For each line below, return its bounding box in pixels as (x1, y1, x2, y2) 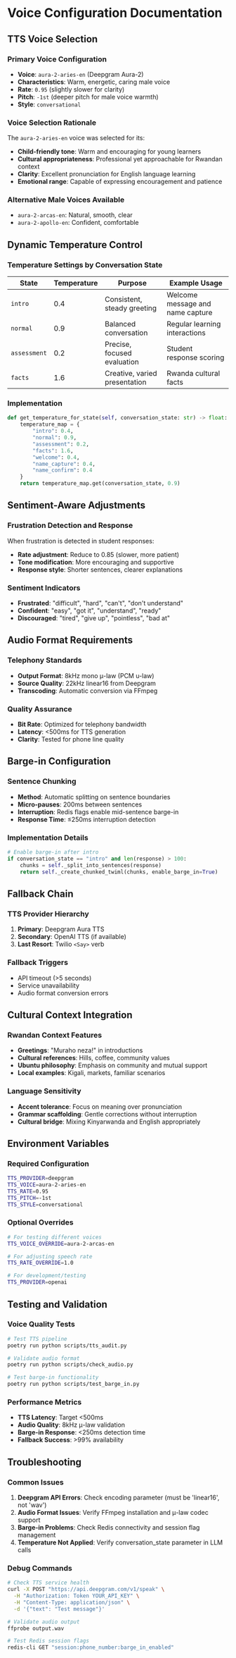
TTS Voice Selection (7, 33, 98, 45)
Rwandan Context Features (7, 1030, 103, 1040)
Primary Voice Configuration (7, 54, 107, 64)
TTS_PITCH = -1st (7, 1194, 52, 1201)
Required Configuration (7, 1158, 89, 1168)
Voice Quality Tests (7, 1320, 75, 1330)
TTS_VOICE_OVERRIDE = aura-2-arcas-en (7, 1240, 114, 1247)
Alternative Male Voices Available (7, 195, 125, 205)
